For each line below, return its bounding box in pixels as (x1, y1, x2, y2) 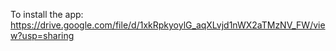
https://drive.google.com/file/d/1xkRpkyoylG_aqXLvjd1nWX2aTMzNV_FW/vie (10, 19, 326, 31)
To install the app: (10, 9, 84, 20)
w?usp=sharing (10, 30, 75, 41)
